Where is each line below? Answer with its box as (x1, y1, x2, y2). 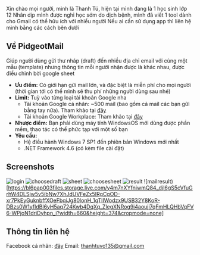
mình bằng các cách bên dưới (6, 24, 79, 31)
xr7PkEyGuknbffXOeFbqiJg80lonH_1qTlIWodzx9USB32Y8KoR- (6, 197, 161, 204)
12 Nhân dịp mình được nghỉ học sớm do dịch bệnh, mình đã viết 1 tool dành (6, 11, 192, 18)
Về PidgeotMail (6, 41, 64, 51)
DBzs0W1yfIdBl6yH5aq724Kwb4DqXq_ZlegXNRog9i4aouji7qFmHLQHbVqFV (6, 203, 194, 210)
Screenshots (6, 162, 55, 172)
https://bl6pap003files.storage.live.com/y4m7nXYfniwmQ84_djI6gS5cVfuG (8, 184, 193, 191)
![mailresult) (143, 178, 174, 185)
